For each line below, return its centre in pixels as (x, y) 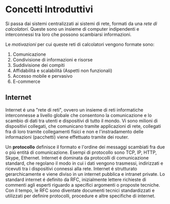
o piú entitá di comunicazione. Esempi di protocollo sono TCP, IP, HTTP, (81, 152)
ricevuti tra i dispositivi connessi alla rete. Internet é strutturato (71, 168)
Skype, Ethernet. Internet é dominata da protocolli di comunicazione (77, 157)
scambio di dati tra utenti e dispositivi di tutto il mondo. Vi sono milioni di (81, 121)
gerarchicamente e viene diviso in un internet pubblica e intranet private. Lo (85, 174)
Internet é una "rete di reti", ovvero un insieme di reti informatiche (74, 110)
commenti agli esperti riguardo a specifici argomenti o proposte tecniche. (83, 185)
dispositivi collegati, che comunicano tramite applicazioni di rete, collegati (83, 126)
